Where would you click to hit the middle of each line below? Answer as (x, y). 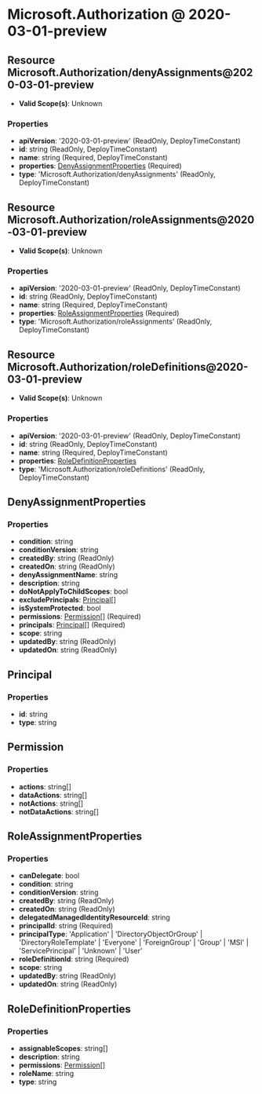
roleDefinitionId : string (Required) (74, 959)
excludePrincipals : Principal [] (67, 600)
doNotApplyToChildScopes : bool (73, 591)
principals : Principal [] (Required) (72, 625)
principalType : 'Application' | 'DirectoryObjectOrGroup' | (111, 934)
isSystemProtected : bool (60, 608)
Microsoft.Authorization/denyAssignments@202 (130, 72)
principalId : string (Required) (66, 926)
